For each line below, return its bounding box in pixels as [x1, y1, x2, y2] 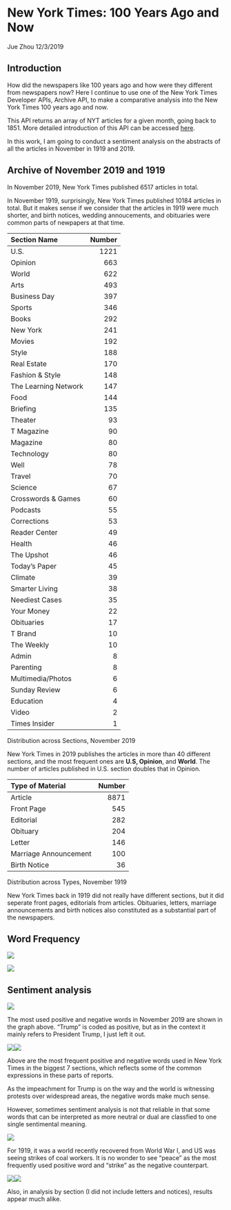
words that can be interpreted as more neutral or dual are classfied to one [7, 1112, 217, 1121]
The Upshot [10, 550, 49, 560]
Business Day [10, 291, 55, 301]
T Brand [10, 628, 37, 638]
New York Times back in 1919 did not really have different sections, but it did [7, 891, 224, 899]
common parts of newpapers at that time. [7, 218, 125, 226]
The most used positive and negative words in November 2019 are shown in [7, 1016, 223, 1024]
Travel [10, 471, 31, 481]
